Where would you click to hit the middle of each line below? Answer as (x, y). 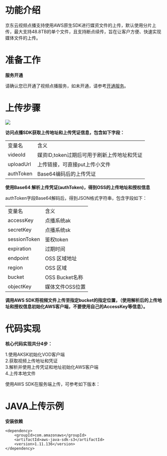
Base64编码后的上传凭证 (66, 174)
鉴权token (57, 239)
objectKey (20, 287)
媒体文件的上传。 (23, 38)
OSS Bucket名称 (64, 277)
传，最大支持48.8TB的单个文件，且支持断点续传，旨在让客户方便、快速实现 (83, 31)
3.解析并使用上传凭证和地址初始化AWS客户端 (52, 367)
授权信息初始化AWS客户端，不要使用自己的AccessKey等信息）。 (81, 306)
